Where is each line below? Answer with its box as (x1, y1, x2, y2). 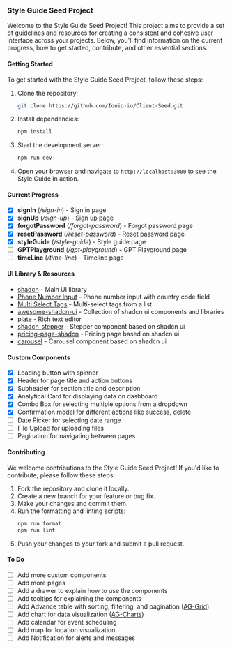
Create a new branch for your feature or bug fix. (17, 491, 155, 500)
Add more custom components (17, 571, 107, 579)
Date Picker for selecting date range (17, 416, 121, 424)
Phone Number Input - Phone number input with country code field (17, 292, 210, 301)
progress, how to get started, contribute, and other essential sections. (7, 44, 208, 52)
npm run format (17, 520, 62, 527)
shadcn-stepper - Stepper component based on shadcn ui (17, 322, 185, 330)
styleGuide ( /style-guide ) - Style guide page (17, 237, 146, 246)
